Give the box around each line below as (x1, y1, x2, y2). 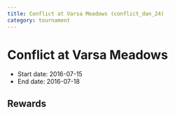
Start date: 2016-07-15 (17, 70, 83, 78)
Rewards (7, 97, 47, 109)
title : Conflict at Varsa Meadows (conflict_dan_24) (7, 10, 164, 17)
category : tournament (7, 17, 71, 24)
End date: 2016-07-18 (17, 78, 80, 86)
